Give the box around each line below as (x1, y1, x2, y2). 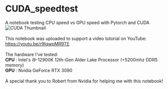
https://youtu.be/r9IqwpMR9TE (5, 40, 70, 46)
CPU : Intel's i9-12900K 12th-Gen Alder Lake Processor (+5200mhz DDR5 (5, 56, 158, 62)
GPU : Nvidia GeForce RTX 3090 (5, 67, 73, 73)
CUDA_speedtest (5, 3, 78, 14)
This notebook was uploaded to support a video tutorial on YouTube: (5, 35, 147, 41)
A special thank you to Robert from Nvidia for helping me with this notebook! (5, 78, 163, 84)
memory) (5, 62, 24, 68)
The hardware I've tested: (5, 51, 59, 57)
